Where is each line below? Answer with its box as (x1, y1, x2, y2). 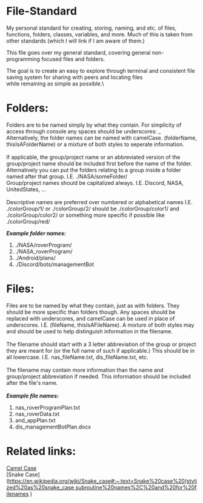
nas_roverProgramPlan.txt (15, 404, 81, 411)
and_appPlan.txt (15, 416, 56, 424)
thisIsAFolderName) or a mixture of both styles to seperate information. (6, 141, 185, 148)
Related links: (6, 444, 76, 458)
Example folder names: (6, 229, 67, 237)
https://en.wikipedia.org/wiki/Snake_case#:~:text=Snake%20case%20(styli (8, 477, 197, 484)
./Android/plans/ (15, 254, 56, 261)
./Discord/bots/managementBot (15, 261, 95, 268)
